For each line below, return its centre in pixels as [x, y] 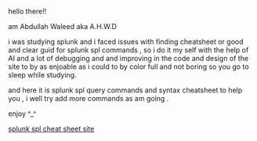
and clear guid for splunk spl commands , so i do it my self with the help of [128, 50]
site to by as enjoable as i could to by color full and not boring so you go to [128, 67]
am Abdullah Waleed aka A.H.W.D [63, 26]
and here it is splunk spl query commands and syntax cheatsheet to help [125, 90]
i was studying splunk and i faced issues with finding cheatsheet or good [126, 42]
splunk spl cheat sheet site [51, 129]
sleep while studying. [42, 75]
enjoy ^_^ [22, 114]
